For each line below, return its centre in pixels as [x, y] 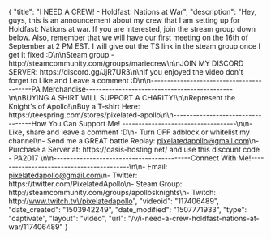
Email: [157, 166]
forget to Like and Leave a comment [69, 81]
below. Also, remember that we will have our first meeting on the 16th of [129, 37]
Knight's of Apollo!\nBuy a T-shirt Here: [74, 106]
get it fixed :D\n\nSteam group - [62, 55]
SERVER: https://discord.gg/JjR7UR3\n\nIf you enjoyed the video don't [126, 72]
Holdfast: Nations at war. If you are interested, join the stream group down [132, 29]
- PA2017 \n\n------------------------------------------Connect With [123, 158]
